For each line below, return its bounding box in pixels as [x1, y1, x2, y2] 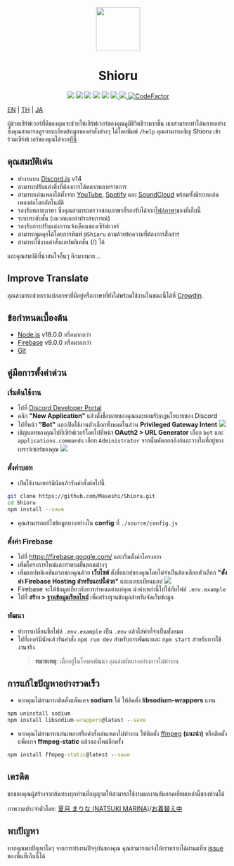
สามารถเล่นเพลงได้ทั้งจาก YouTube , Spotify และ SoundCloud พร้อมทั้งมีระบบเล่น [17, 190, 219, 199]
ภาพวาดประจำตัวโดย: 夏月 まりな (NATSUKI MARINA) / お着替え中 [7, 804, 183, 813]
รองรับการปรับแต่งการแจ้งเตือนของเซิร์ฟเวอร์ [17, 221, 119, 230]
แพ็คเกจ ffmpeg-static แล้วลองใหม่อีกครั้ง [17, 737, 124, 746]
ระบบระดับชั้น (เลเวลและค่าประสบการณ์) [17, 214, 110, 222]
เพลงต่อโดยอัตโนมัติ [17, 198, 65, 206]
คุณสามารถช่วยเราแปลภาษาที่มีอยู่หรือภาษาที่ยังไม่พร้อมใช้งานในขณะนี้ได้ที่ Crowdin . [7, 291, 204, 299]
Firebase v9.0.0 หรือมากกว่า [17, 339, 91, 347]
